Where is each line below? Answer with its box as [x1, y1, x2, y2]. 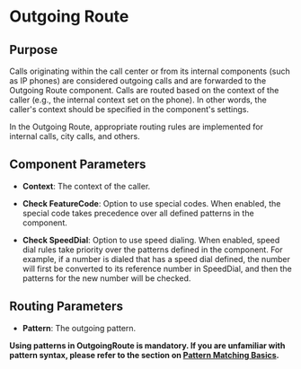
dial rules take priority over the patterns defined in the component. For [22, 244, 283, 255]
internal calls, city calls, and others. [9, 131, 141, 141]
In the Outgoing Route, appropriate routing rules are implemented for [9, 121, 263, 132]
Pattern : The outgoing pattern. [22, 322, 137, 333]
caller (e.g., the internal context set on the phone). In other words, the [9, 94, 267, 105]
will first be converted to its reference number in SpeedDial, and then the [22, 263, 292, 274]
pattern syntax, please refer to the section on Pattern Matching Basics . [9, 349, 280, 360]
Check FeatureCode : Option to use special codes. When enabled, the [22, 198, 281, 208]
